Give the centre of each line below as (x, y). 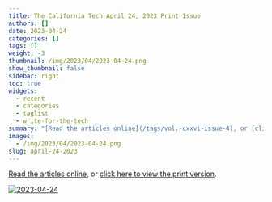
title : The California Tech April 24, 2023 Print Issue (104, 16)
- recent (30, 99)
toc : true (25, 83)
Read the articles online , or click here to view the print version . (113, 174)
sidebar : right (34, 76)
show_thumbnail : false (47, 69)
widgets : (23, 91)
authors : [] (28, 23)
